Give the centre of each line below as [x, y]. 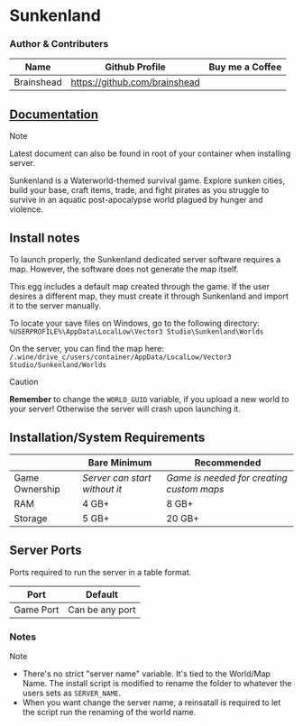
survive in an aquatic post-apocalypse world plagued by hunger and [136, 200]
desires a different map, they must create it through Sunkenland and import [149, 296]
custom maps [195, 489]
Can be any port [102, 610]
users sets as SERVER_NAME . [72, 693]
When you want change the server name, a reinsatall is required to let [151, 703]
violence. [26, 209]
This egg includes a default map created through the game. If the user [140, 287]
